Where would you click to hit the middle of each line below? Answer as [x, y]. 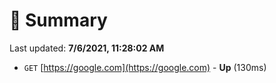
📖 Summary [58, 20]
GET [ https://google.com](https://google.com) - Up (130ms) [145, 67]
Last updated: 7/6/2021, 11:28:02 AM [87, 48]
